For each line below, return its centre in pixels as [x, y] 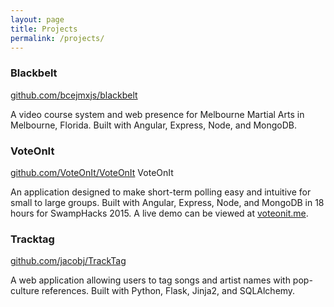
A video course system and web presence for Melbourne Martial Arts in [157, 114]
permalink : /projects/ [57, 38]
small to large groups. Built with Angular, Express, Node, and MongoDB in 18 [167, 202]
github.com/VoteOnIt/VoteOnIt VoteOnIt [92, 172]
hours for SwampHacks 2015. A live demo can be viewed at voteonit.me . [159, 213]
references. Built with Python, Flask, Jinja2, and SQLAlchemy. [168, 291]
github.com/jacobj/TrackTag [68, 261]
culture [25, 291]
